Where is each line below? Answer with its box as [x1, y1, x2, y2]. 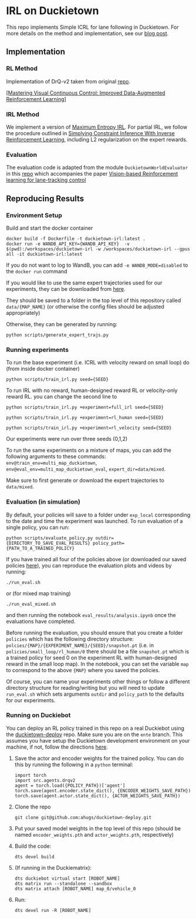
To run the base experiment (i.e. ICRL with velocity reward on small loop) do [6, 359, 190, 366]
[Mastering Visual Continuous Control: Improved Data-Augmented [6, 89, 165, 96]
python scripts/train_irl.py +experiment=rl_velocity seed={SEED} [6, 425, 172, 431]
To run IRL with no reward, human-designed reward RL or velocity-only [6, 387, 178, 394]
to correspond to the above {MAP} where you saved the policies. [6, 666, 160, 673]
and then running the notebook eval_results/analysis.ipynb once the [6, 611, 176, 618]
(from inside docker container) [6, 365, 80, 373]
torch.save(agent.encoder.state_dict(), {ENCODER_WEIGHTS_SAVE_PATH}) [14, 787, 191, 794]
